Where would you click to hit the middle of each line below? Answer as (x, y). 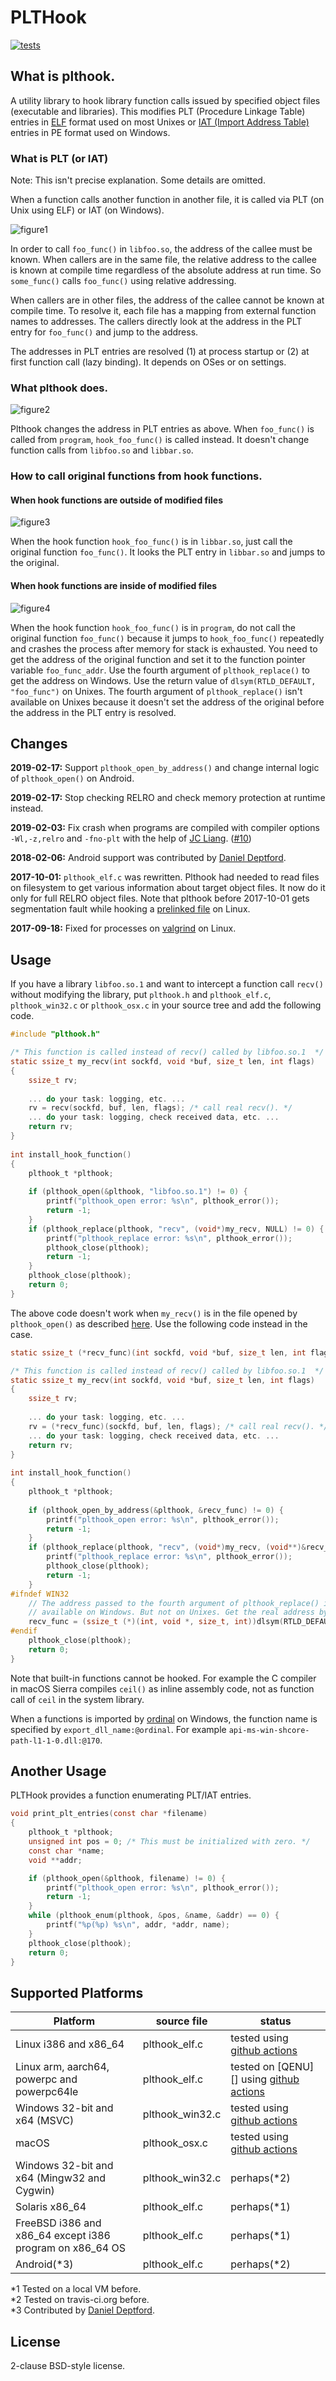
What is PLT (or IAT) (59, 158)
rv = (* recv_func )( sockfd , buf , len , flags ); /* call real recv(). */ (178, 1426)
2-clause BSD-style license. (68, 2366)
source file (181, 2021)
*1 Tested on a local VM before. (76, 2289)
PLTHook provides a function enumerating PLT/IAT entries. (131, 1795)
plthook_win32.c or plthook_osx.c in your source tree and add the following (166, 1005)
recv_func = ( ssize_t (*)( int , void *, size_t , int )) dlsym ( (156, 1622)
